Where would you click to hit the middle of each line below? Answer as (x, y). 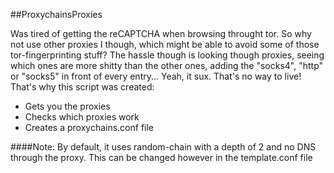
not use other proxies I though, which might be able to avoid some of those (165, 44)
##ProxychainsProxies (56, 14)
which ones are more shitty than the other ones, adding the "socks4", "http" (167, 65)
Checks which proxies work (82, 117)
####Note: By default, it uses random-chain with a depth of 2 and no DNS (163, 147)
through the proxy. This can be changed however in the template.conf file (161, 157)
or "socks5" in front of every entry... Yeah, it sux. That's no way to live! (156, 76)
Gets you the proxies (67, 106)
